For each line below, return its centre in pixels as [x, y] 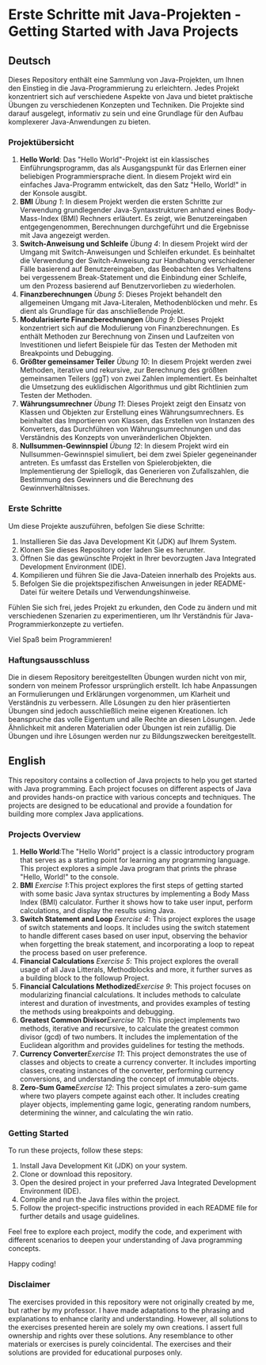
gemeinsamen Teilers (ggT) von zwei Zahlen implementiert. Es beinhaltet [138, 379]
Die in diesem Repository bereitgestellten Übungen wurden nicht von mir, [127, 677]
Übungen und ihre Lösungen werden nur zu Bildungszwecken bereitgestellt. [132, 736]
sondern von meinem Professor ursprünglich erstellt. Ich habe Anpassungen [133, 685]
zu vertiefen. [103, 624]
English [27, 761]
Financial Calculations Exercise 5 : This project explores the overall [129, 961]
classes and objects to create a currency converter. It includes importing [138, 1062]
